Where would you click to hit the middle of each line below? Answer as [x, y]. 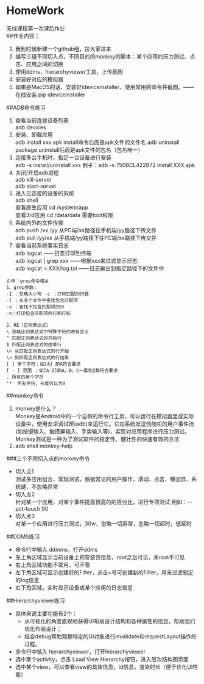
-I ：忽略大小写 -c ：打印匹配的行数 [48, 294]
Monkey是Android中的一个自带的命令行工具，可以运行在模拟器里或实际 [104, 416]
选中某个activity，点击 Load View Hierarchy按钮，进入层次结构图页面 [102, 659]
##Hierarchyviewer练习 [36, 600]
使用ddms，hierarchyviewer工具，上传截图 [69, 71]
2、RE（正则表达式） [29, 325]
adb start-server [36, 186]
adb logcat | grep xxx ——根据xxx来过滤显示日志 [76, 260]
